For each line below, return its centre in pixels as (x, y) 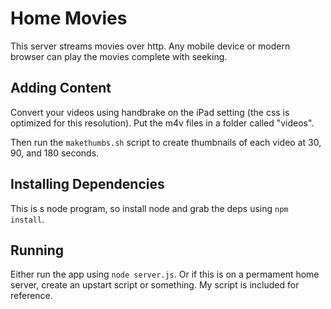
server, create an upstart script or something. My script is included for (155, 285)
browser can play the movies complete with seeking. (119, 56)
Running (37, 250)
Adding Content (61, 88)
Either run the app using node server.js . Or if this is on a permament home (165, 274)
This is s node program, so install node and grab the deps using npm (149, 208)
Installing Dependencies (87, 184)
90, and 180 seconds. (55, 153)
